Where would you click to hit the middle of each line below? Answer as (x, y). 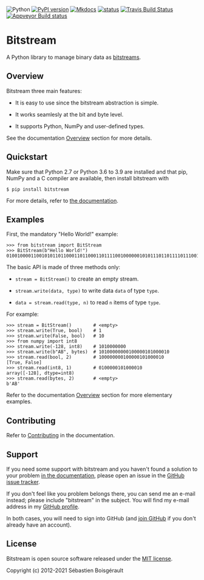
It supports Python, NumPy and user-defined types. (80, 126)
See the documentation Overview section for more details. (79, 138)
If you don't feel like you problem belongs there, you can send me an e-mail (101, 494)
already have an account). (39, 525)
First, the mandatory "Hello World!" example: (62, 234)
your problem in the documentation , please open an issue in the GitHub (96, 476)
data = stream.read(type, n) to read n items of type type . (88, 302)
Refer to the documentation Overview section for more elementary (89, 395)
